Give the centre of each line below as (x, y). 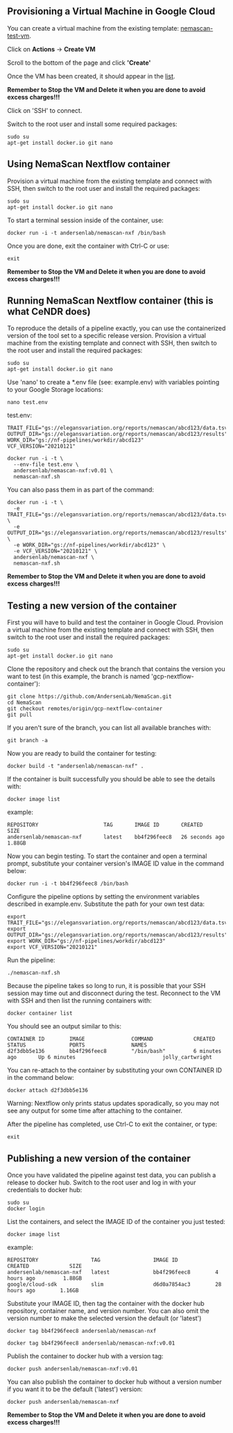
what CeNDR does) (49, 312)
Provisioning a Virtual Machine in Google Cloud (111, 11)
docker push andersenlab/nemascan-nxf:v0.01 (72, 1369)
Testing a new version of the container (92, 605)
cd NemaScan (24, 703)
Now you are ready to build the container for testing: (82, 753)
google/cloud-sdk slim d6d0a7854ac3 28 (114, 1285)
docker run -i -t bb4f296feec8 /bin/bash (68, 884)
